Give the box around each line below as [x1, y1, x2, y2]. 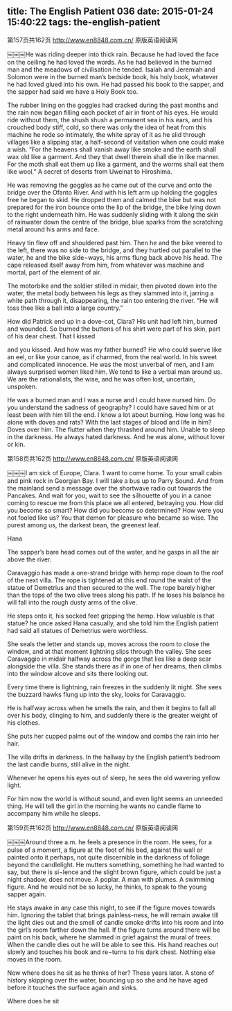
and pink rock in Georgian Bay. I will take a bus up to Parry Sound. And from [7, 476, 224, 485]
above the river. [7, 555, 52, 564]
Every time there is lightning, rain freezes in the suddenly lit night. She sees [7, 682, 222, 691]
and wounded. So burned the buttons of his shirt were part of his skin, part [7, 324, 221, 333]
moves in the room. [7, 955, 62, 963]
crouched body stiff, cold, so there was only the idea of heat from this [7, 123, 206, 131]
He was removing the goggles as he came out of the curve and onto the [7, 181, 213, 189]
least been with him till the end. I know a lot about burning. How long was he [7, 410, 225, 419]
